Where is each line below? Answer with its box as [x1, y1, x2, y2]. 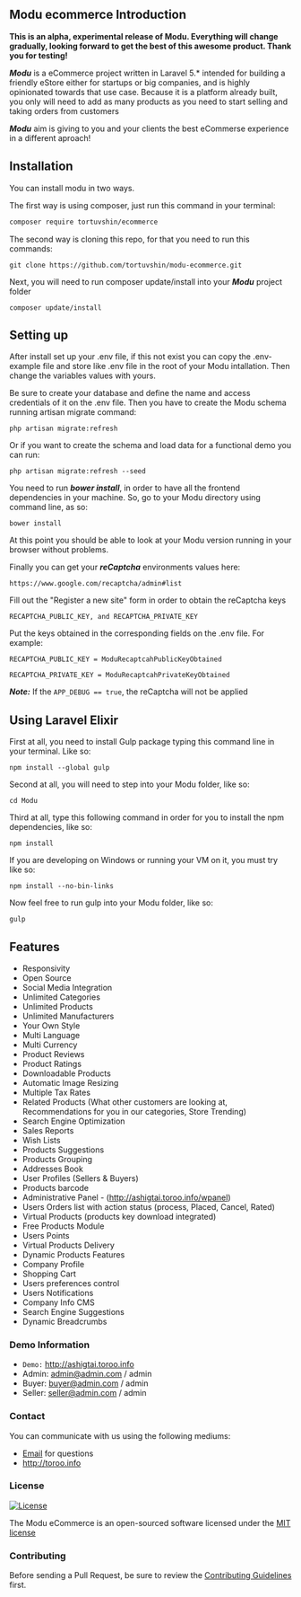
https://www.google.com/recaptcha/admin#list [9, 579, 182, 588]
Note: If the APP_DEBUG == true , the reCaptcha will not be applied [9, 686, 248, 697]
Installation [9, 159, 73, 174]
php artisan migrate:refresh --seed [9, 467, 146, 476]
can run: [9, 449, 40, 461]
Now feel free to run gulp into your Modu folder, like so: [9, 897, 213, 908]
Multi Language [21, 1029, 81, 1040]
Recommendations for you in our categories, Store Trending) [21, 1106, 247, 1116]
